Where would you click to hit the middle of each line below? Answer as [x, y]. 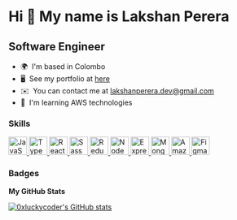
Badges [24, 174]
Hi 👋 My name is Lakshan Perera [119, 17]
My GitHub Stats [37, 191]
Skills [20, 123]
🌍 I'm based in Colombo [63, 67]
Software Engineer [57, 47]
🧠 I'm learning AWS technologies [76, 102]
